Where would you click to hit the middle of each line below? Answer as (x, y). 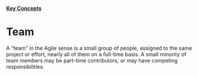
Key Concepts (24, 8)
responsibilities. (25, 67)
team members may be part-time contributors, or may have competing (92, 60)
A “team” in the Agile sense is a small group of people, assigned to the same (99, 48)
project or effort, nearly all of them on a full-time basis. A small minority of (96, 54)
